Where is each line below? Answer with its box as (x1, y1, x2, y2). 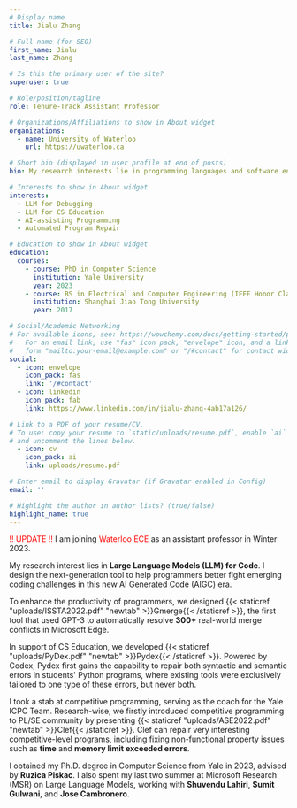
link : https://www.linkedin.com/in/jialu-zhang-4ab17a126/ (25, 404, 247, 412)
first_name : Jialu (9, 45, 77, 54)
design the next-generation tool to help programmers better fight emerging (9, 570, 283, 581)
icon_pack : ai (25, 453, 77, 462)
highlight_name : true (9, 510, 89, 519)
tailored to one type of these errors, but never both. (9, 679, 197, 690)
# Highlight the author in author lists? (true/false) (9, 501, 216, 510)
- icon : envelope (17, 363, 81, 372)
